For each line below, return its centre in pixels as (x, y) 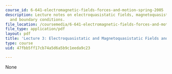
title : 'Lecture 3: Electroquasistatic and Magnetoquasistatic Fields (82, 39)
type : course (19, 43)
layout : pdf (18, 34)
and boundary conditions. (38, 19)
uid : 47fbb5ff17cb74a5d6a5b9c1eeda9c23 (48, 48)
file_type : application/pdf (35, 29)
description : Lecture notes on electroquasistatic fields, (70, 15)
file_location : (21, 24)
